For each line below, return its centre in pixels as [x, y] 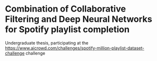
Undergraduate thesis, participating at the [47, 43]
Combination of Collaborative [65, 9]
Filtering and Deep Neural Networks [79, 19]
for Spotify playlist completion [67, 30]
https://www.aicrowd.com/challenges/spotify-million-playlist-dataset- [75, 48]
